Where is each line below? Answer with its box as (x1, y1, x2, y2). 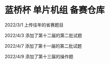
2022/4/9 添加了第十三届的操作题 (4, 53, 74, 60)
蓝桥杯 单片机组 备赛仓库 (4, 4, 105, 16)
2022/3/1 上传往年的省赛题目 (4, 22, 64, 28)
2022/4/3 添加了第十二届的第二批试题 (4, 32, 83, 38)
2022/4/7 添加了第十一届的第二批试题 (4, 43, 82, 49)
